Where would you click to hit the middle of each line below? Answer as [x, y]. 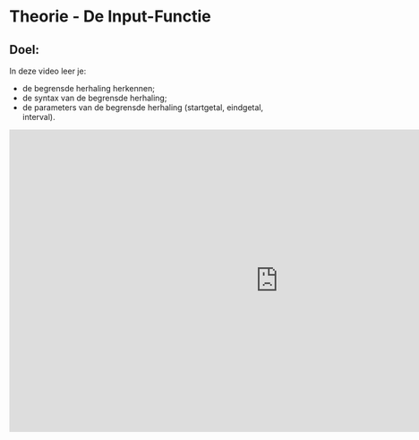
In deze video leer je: [48, 71]
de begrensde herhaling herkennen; [88, 88]
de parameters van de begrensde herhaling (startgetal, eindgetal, [143, 108]
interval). [38, 117]
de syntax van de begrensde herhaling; [94, 98]
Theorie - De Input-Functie [111, 17]
